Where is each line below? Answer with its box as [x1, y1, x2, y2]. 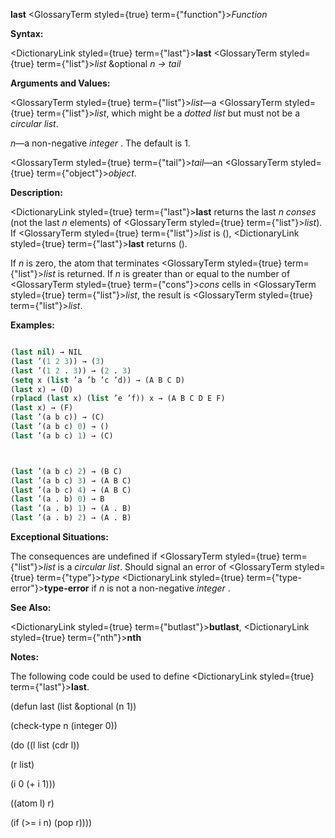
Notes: [10, 651, 40, 663]
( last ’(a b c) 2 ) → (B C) [10, 466, 123, 476]
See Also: [10, 602, 52, 613]
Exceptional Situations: [10, 531, 109, 543]
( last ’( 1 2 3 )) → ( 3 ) [10, 356, 105, 366]
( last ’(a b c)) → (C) [10, 412, 105, 423]
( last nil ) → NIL [10, 347, 83, 357]
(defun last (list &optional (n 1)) [10, 700, 137, 712]
